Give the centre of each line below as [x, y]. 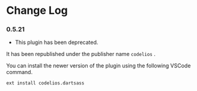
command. [20, 72]
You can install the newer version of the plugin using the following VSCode [98, 66]
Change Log [37, 11]
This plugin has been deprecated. [56, 42]
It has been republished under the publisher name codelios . [81, 54]
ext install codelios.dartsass [45, 83]
